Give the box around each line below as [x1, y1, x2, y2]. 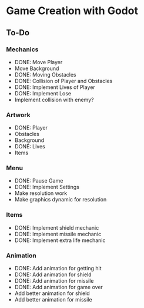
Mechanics [6, 45, 39, 54]
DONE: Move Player [14, 58, 63, 65]
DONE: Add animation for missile [14, 277, 94, 284]
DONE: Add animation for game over [14, 284, 103, 291]
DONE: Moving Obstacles [14, 71, 76, 78]
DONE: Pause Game [14, 177, 63, 184]
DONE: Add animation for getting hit [14, 265, 102, 272]
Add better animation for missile [14, 296, 92, 303]
